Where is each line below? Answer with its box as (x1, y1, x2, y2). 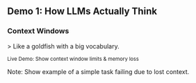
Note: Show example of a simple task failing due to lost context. (7, 67, 190, 75)
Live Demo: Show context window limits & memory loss (7, 55, 139, 62)
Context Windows (7, 26, 70, 36)
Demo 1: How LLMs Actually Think (7, 6, 158, 17)
